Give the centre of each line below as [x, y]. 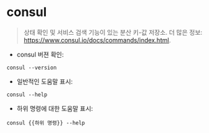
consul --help [27, 95]
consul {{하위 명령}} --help [46, 123]
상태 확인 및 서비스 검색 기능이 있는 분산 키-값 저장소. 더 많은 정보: [113, 32]
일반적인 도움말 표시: [45, 81]
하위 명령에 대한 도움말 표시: [55, 108]
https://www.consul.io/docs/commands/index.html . [97, 40]
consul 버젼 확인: [40, 54]
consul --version [32, 68]
